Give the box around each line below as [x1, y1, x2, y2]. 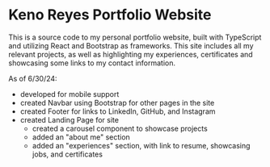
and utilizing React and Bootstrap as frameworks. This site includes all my [8, 40, 254, 50]
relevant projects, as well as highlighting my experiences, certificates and [8, 49, 253, 59]
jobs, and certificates [32, 149, 103, 159]
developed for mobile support [19, 89, 120, 98]
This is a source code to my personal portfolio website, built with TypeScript [8, 32, 262, 42]
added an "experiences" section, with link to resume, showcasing [32, 140, 251, 150]
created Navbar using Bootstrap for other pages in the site [19, 98, 215, 107]
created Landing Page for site [19, 115, 120, 124]
